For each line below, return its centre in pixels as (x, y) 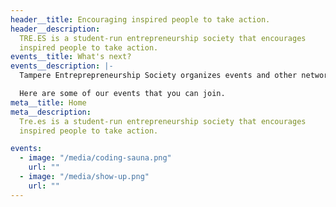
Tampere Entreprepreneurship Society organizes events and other (158, 76)
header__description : (55, 29)
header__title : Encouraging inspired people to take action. (140, 19)
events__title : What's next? (71, 57)
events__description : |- (62, 66)
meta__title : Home (48, 102)
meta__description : (51, 112)
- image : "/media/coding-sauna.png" (95, 158)
